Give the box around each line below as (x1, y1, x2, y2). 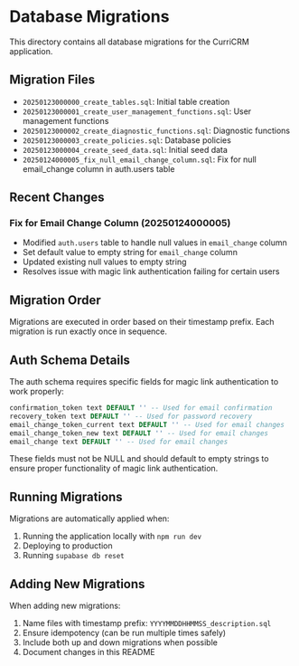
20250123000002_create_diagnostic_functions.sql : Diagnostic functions (22, 125, 291, 136)
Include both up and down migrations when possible (22, 637, 219, 648)
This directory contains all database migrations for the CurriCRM (9, 36, 250, 47)
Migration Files (9, 72, 96, 88)
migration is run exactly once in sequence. (9, 326, 168, 337)
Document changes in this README (22, 647, 155, 658)
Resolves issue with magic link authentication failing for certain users (22, 266, 280, 277)
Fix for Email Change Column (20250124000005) (9, 217, 231, 230)
